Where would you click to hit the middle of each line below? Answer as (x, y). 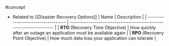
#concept (15, 7)
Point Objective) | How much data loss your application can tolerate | (84, 38)
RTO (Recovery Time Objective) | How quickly (108, 27)
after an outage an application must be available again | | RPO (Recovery (88, 33)
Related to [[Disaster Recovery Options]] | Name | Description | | (79, 17)
